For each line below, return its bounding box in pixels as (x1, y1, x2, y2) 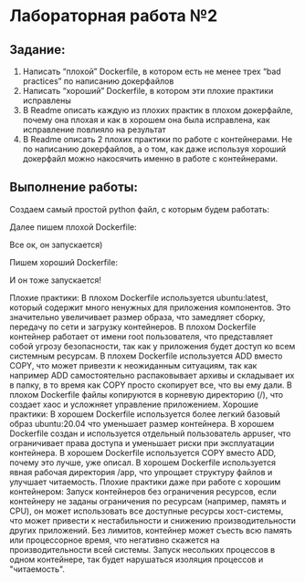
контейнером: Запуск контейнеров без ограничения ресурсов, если (9, 485, 277, 497)
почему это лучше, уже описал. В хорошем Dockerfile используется (9, 457, 277, 468)
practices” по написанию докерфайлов (22, 76, 174, 87)
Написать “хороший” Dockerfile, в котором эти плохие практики (22, 86, 274, 96)
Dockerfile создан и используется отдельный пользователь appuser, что (9, 428, 291, 439)
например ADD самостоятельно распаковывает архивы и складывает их (9, 369, 295, 380)
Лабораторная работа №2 (9, 5, 218, 26)
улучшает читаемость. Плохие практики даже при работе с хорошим (9, 476, 281, 487)
